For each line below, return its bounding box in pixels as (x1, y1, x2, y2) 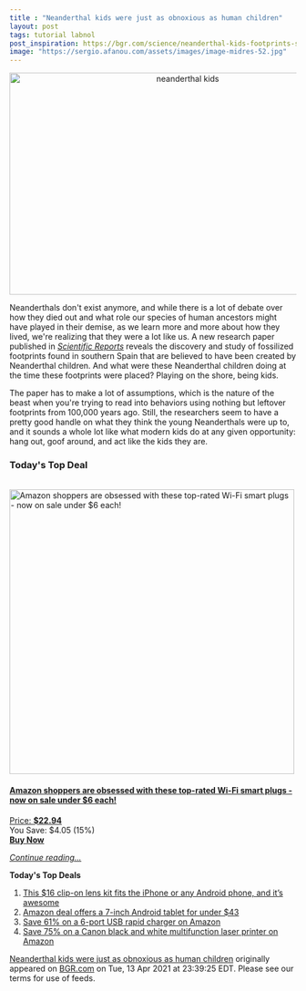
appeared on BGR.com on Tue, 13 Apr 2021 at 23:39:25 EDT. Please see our (9, 963, 294, 974)
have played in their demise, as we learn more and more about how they (9, 322, 280, 332)
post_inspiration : (9, 38, 79, 48)
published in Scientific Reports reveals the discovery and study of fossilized (9, 341, 294, 352)
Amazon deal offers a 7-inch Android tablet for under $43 (22, 906, 240, 917)
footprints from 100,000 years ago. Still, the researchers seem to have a (9, 407, 280, 418)
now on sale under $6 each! (9, 794, 117, 806)
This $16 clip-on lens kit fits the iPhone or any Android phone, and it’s (22, 887, 284, 898)
